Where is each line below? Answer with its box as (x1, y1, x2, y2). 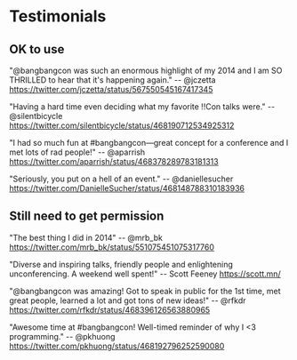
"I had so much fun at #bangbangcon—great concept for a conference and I (9, 138, 289, 148)
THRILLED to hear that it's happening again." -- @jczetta (9, 75, 216, 85)
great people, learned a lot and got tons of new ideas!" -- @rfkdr (9, 295, 246, 306)
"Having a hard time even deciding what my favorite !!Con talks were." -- (9, 101, 276, 112)
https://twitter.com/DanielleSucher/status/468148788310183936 (9, 183, 245, 193)
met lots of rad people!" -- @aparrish (9, 147, 146, 157)
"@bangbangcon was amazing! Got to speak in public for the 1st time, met (9, 285, 281, 296)
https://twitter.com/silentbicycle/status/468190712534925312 (9, 120, 235, 131)
